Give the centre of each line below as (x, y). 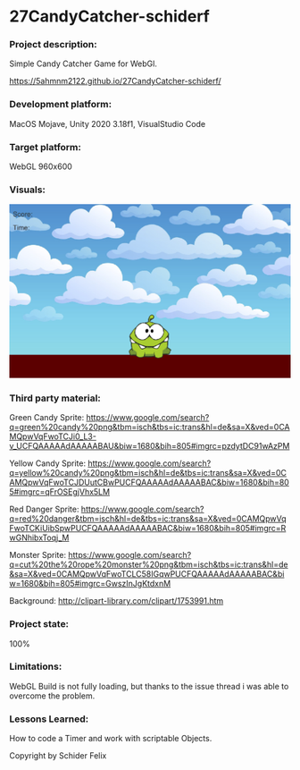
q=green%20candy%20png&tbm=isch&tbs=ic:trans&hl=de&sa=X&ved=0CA (150, 427)
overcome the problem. (52, 696)
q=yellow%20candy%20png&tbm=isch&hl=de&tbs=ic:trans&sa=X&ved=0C (148, 473)
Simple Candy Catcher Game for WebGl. (83, 63)
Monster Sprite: (38, 555)
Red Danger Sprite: (44, 509)
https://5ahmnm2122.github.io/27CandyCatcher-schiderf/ (115, 81)
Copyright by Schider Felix (58, 756)
